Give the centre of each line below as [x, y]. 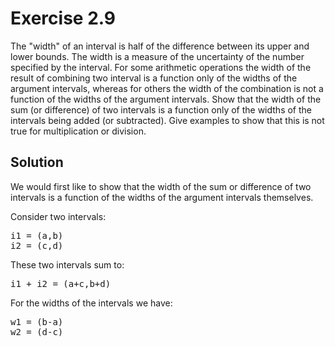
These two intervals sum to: [67, 264]
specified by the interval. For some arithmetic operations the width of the [161, 67]
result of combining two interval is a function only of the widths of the [154, 78]
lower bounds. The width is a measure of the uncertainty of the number [157, 56]
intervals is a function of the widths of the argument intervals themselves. [162, 197]
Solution [37, 162]
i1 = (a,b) [37, 235]
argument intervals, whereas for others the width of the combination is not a [167, 88]
